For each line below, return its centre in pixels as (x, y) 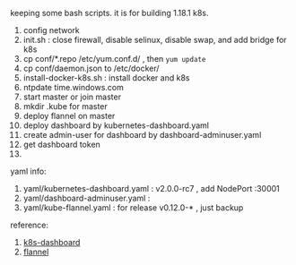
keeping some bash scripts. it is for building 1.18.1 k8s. (109, 13)
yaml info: (29, 171)
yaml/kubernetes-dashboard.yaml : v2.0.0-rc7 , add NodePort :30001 (152, 188)
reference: (29, 225)
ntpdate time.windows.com (73, 87)
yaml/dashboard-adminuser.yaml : (87, 198)
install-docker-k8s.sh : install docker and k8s (106, 78)
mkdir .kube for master (65, 106)
